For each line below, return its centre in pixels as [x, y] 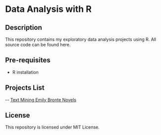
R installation [25, 72]
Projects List [25, 88]
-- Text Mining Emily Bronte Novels [41, 100]
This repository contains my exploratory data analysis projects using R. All [81, 39]
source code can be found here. [38, 45]
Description [24, 28]
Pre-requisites [28, 60]
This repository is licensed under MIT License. [53, 127]
